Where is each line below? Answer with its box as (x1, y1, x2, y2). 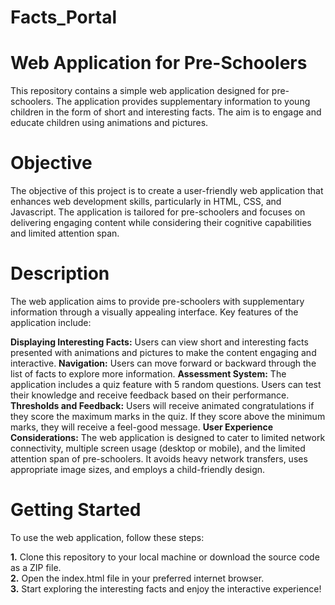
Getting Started (10, 499, 142, 521)
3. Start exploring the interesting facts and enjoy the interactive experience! (10, 582, 322, 595)
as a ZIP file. (10, 561, 62, 573)
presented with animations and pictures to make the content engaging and (10, 347, 317, 358)
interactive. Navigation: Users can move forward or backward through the (10, 357, 317, 369)
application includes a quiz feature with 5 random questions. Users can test (10, 379, 322, 390)
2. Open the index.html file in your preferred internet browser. (10, 572, 265, 584)
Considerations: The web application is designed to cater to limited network (10, 432, 326, 443)
